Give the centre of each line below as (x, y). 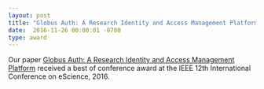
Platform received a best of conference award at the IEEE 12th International (130, 69)
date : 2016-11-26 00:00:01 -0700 (65, 30)
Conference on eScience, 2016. (59, 76)
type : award (27, 37)
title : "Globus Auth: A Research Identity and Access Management (117, 23)
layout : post (29, 15)
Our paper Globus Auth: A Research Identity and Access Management (121, 60)
